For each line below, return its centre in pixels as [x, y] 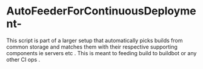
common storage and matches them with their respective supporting [92, 47]
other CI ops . [23, 59]
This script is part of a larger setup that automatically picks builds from [95, 40]
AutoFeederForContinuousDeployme [101, 11]
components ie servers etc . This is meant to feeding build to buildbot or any [101, 53]
